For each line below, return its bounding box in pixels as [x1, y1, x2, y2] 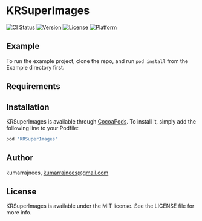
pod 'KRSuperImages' [6, 136, 59, 142]
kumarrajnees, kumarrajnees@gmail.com [6, 169, 109, 176]
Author [6, 153, 33, 163]
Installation [6, 102, 50, 112]
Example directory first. [6, 64, 65, 71]
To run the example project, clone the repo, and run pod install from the [6, 57, 189, 64]
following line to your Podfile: [6, 124, 79, 131]
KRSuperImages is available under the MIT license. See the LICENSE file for [6, 202, 195, 209]
